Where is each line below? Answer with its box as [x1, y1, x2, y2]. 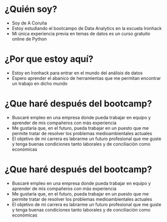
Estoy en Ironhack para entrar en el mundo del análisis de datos [11, 70, 143, 76]
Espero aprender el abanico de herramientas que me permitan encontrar [11, 75, 162, 81]
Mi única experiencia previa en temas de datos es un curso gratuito [11, 30, 151, 36]
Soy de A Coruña [11, 20, 47, 26]
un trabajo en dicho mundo [11, 80, 68, 86]
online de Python [11, 36, 47, 42]
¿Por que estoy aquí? [4, 53, 94, 65]
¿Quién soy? [4, 3, 58, 15]
